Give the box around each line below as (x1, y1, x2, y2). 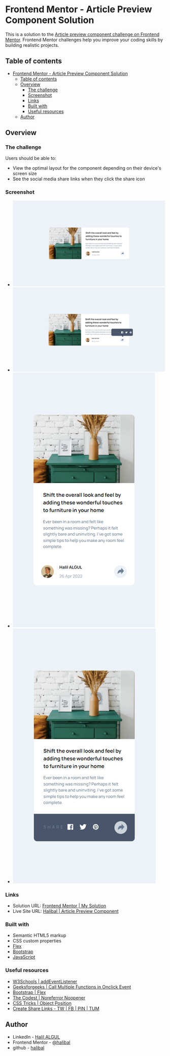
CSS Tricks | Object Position (12, 1000, 72, 1006)
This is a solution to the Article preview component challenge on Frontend (5, 31, 160, 37)
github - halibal (12, 1044, 45, 1050)
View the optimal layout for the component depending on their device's (12, 165, 161, 171)
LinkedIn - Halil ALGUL (12, 1034, 60, 1040)
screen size (12, 171, 37, 177)
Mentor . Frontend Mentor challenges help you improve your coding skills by (5, 37, 163, 43)
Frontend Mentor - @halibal (12, 1039, 71, 1045)
